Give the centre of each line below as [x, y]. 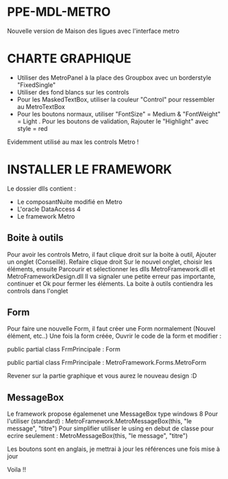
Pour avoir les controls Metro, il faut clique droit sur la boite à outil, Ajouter [112, 254]
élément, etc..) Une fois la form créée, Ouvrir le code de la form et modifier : [114, 336]
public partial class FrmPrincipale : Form [64, 349]
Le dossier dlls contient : [42, 188]
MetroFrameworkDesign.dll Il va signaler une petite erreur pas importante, [111, 276]
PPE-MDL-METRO [59, 12]
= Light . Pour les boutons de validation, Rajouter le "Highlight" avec [113, 121]
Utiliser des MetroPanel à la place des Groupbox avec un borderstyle [114, 77]
